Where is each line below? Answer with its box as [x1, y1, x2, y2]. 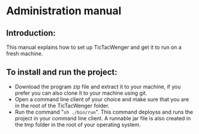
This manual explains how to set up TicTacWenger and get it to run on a [6, 43, 182, 51]
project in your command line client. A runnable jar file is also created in [14, 114, 191, 121]
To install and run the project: [6, 67, 117, 77]
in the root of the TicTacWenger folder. [14, 102, 110, 109]
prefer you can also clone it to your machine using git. [14, 89, 148, 96]
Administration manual [6, 4, 122, 18]
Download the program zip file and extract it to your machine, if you [14, 83, 181, 90]
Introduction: [6, 28, 56, 38]
